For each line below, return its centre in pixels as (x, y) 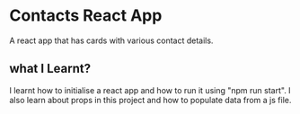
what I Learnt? (50, 69)
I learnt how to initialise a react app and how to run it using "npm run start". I (150, 90)
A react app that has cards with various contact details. (111, 40)
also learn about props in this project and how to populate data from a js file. (150, 100)
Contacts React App (86, 16)
